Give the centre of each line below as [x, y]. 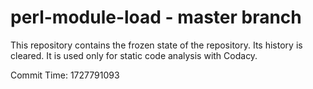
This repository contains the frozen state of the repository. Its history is [156, 45]
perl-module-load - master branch [156, 17]
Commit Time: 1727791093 [65, 75]
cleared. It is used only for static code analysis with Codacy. [134, 55]
